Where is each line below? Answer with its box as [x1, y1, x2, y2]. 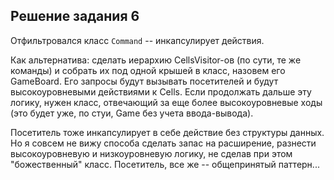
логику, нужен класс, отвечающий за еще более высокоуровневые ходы [10, 96, 323, 108]
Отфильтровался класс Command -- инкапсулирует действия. [10, 34, 265, 46]
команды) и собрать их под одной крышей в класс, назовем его [10, 64, 286, 76]
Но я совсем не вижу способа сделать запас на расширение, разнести [10, 137, 317, 149]
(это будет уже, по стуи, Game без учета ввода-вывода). [10, 107, 254, 119]
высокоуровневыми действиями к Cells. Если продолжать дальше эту [10, 85, 312, 98]
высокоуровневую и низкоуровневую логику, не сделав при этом [10, 147, 293, 159]
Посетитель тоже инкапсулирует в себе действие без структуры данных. [10, 126, 325, 138]
